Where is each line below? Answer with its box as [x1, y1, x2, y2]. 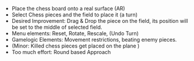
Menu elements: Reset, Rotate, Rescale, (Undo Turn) [11, 30, 139, 37]
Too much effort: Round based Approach [11, 49, 111, 55]
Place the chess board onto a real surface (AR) [11, 5, 125, 12]
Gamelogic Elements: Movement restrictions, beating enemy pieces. [11, 36, 178, 43]
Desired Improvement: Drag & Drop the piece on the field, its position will [11, 18, 188, 24]
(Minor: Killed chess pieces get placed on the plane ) [11, 42, 140, 49]
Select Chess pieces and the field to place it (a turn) [11, 11, 138, 18]
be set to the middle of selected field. [11, 23, 103, 30]
